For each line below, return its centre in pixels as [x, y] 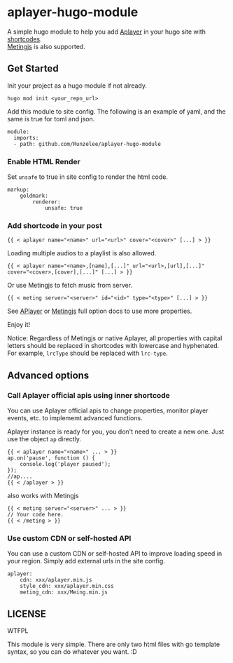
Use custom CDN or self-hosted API [69, 538]
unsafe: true [63, 208]
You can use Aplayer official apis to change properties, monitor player [108, 410]
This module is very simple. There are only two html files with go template [114, 644]
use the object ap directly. [44, 439]
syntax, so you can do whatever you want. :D [72, 652]
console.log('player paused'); [65, 464]
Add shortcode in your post [55, 225]
